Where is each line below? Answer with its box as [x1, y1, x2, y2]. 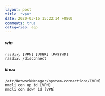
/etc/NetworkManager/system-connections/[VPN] [5, 79, 101, 83]
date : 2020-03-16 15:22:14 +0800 [5, 16, 73, 21]
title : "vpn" [5, 12, 32, 16]
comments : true [5, 20, 36, 26]
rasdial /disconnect [5, 56, 47, 61]
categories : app [5, 25, 38, 30]
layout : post [5, 7, 32, 12]
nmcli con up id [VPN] [5, 83, 51, 88]
